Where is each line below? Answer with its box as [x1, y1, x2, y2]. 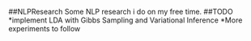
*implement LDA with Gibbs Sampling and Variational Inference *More [8, 15, 243, 25]
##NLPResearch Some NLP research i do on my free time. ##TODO [8, 7, 233, 16]
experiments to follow [8, 24, 81, 33]
